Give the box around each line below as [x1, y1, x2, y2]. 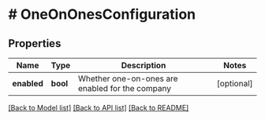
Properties [8, 37, 62, 50]
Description [121, 60, 166, 71]
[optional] [216, 78, 253, 89]
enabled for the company [77, 83, 172, 93]
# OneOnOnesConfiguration [8, 5, 196, 24]
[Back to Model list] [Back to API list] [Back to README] [8, 104, 189, 112]
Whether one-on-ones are [77, 73, 179, 84]
